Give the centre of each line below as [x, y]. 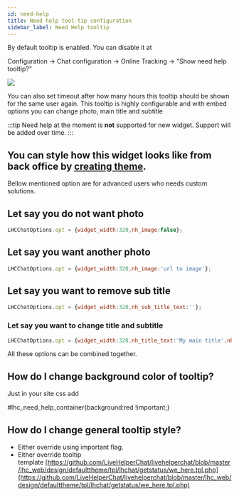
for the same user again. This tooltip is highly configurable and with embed [117, 103]
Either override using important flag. [70, 447]
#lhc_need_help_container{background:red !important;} [89, 408]
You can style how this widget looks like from [110, 155]
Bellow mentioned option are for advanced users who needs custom [107, 183]
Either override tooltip [49, 455]
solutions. [22, 191]
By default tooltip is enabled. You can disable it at [80, 48]
